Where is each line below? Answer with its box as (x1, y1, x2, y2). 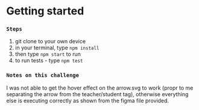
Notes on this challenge (6, 72, 80, 79)
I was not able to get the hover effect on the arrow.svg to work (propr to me (6, 84, 194, 91)
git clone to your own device (14, 38, 86, 45)
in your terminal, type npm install (14, 44, 99, 52)
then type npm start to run (14, 50, 81, 58)
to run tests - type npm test (14, 57, 83, 64)
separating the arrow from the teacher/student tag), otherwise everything (6, 90, 189, 97)
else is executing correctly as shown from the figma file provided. (6, 97, 169, 104)
